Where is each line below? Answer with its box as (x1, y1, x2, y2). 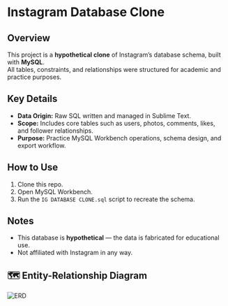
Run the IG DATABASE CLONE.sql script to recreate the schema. (17, 195, 195, 203)
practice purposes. (7, 73, 62, 81)
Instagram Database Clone (7, 4, 165, 20)
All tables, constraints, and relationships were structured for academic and (7, 66, 222, 73)
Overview (7, 32, 51, 44)
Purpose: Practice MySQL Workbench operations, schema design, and (17, 133, 222, 142)
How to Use (7, 161, 59, 173)
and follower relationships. (17, 126, 94, 135)
